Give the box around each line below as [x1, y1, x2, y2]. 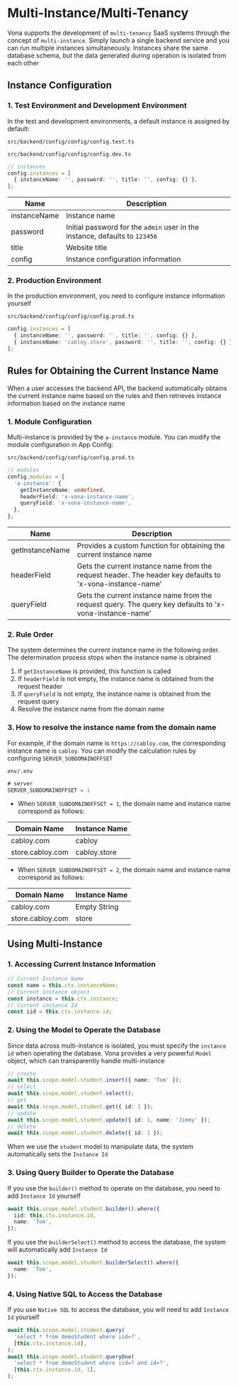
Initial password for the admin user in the [66, 222, 200, 232]
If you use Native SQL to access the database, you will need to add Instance [7, 1306, 229, 1314]
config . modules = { [7, 473, 65, 480]
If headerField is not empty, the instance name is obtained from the [17, 675, 215, 683]
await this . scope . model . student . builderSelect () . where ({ [7, 1259, 179, 1267]
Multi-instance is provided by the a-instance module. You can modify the [7, 433, 221, 441]
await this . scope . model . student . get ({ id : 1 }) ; [7, 1103, 154, 1110]
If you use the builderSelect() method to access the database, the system [7, 1238, 227, 1247]
